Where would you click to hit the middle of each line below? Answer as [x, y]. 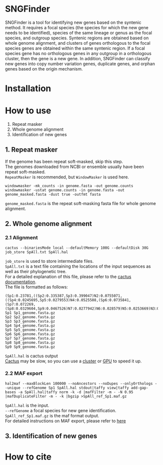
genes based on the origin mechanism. [44, 69]
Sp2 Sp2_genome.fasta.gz [30, 317]
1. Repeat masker [32, 150]
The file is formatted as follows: [36, 287]
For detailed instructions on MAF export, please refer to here [65, 421]
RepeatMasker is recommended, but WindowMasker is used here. [67, 177]
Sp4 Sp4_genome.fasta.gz [30, 326]
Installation [28, 89]
